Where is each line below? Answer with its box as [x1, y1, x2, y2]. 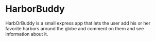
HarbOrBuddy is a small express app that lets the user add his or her [5, 20, 151, 26]
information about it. [5, 31, 48, 37]
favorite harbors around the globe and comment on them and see [5, 25, 144, 31]
